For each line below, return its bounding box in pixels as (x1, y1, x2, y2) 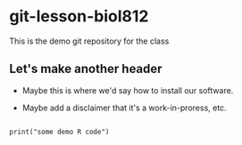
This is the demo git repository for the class (9, 36, 170, 46)
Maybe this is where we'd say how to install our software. (21, 85, 234, 95)
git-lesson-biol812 (9, 6, 149, 27)
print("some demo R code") (9, 127, 110, 136)
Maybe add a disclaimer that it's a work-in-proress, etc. (21, 102, 227, 113)
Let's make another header (9, 61, 163, 77)
